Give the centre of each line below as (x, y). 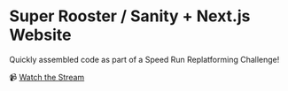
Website (40, 35)
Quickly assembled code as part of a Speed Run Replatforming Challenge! (144, 59)
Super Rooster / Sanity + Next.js (130, 16)
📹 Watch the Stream (47, 77)
